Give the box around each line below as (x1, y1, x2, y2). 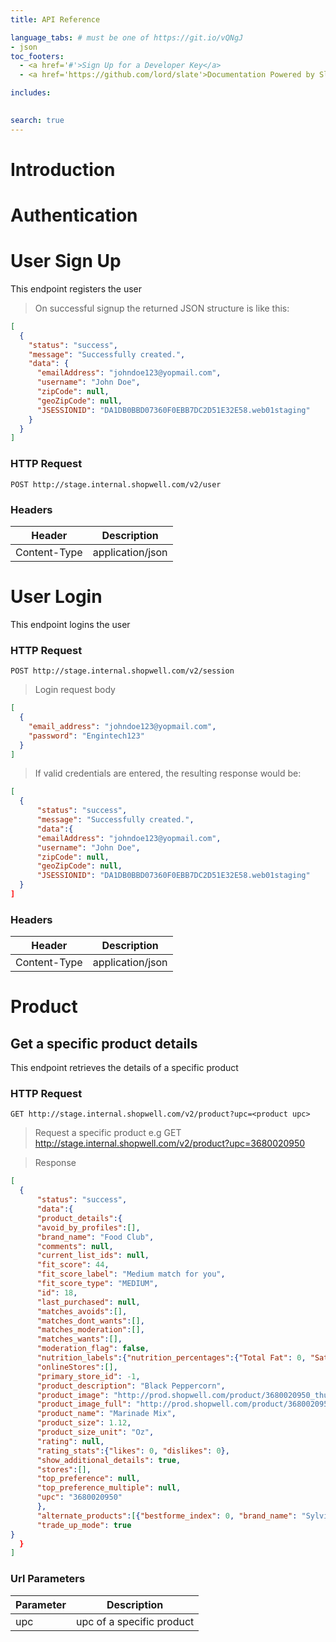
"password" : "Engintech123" (28, 731, 145, 741)
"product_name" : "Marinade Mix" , (36, 1409, 177, 1419)
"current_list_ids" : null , (36, 1251, 150, 1261)
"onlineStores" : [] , (36, 1362, 118, 1372)
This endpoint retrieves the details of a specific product (10, 1062, 239, 1074)
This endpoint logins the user (10, 618, 131, 630)
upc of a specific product (75, 1614, 195, 1628)
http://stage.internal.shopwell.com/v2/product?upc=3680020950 (34, 1137, 306, 1150)
